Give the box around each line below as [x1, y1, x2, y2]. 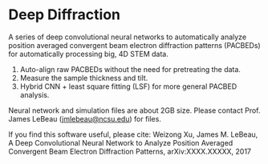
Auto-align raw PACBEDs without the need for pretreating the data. [19, 64, 241, 74]
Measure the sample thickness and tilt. [19, 73, 148, 82]
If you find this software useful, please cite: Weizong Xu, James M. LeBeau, [8, 130, 258, 139]
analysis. [19, 90, 50, 99]
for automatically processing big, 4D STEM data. [8, 49, 169, 58]
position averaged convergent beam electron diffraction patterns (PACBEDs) [8, 40, 261, 50]
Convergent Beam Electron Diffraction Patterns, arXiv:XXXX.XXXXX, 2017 [8, 146, 251, 156]
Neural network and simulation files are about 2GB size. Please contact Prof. [8, 106, 261, 115]
